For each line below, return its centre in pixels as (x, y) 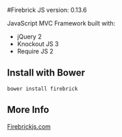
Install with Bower (46, 73)
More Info (28, 110)
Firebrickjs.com (29, 126)
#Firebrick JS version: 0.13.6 (47, 10)
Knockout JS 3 (38, 44)
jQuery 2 (29, 36)
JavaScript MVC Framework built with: (61, 23)
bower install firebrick (42, 89)
